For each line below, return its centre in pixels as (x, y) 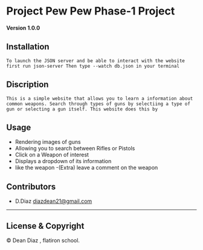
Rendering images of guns (48, 142)
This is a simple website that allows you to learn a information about (100, 98)
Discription (27, 85)
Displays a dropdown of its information (63, 161)
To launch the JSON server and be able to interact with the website (96, 61)
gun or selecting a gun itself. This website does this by (82, 109)
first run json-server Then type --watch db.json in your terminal (93, 66)
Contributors (31, 186)
